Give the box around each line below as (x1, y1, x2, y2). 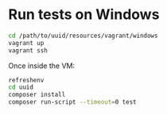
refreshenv (8, 76, 45, 84)
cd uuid (8, 83, 34, 92)
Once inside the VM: (8, 61, 76, 70)
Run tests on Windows (8, 6, 160, 24)
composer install (8, 91, 66, 99)
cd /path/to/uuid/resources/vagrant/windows (8, 32, 158, 40)
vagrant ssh (8, 46, 48, 55)
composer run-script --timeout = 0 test (8, 98, 137, 106)
